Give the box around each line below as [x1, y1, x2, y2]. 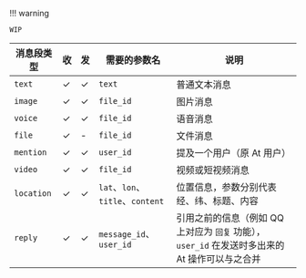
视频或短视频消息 [176, 164, 250, 176]
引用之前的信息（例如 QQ [176, 211, 284, 224]
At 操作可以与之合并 [176, 252, 261, 265]
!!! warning [9, 8, 50, 18]
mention [14, 148, 47, 158]
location [14, 189, 52, 199]
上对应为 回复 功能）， [176, 225, 266, 238]
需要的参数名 [105, 54, 161, 67]
